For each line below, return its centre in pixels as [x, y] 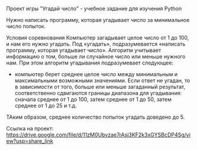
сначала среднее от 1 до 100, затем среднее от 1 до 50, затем [93, 99]
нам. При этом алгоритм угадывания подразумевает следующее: [90, 63]
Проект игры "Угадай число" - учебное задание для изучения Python [94, 9]
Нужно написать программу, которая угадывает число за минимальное [98, 20]
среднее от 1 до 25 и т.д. [46, 105]
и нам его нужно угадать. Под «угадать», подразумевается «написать [96, 44]
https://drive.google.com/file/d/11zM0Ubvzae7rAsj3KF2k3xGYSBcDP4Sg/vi [99, 135]
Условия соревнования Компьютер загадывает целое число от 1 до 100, [98, 37]
